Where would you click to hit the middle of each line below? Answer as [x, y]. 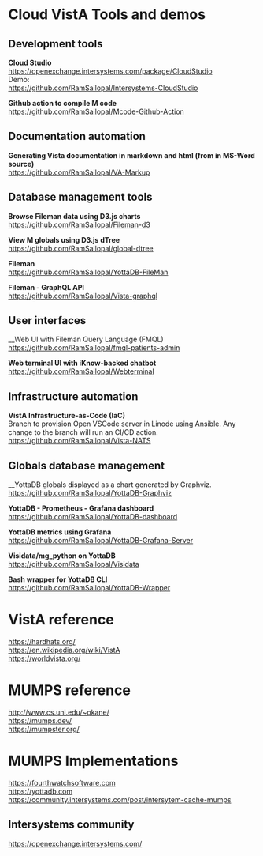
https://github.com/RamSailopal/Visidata [74, 564]
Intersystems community [71, 825]
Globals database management [87, 465]
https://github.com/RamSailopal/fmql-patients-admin [94, 348]
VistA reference [61, 620]
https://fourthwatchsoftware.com [62, 782]
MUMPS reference [70, 690]
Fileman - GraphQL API [46, 287]
